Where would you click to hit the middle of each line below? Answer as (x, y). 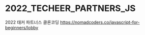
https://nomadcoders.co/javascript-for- (100, 22)
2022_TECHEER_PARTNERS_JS (71, 8)
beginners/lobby (22, 27)
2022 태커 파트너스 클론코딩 (32, 22)
